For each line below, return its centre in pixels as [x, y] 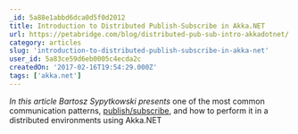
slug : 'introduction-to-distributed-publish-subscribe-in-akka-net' [139, 51]
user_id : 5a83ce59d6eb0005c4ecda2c [75, 59]
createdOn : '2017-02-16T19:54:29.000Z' [83, 68]
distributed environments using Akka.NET [86, 120]
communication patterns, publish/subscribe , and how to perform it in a [139, 110]
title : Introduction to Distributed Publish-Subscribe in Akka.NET [137, 26]
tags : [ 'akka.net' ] [46, 76]
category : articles [46, 42]
